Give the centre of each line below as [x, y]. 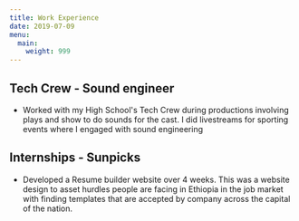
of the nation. [48, 208]
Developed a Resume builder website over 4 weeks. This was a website [156, 179]
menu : [19, 34]
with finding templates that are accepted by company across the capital [156, 198]
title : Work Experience [54, 18]
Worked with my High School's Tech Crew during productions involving [156, 110]
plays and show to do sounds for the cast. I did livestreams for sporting [155, 120]
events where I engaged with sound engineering [113, 129]
